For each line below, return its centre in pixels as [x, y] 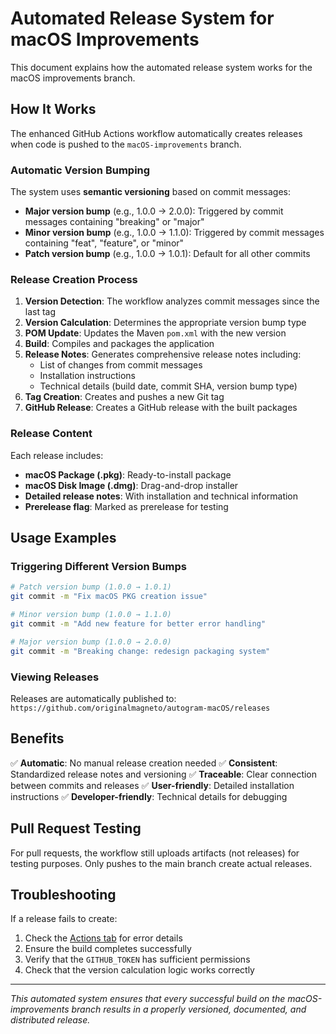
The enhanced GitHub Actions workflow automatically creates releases [156, 133]
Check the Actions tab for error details [103, 938]
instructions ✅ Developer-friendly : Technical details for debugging [149, 796]
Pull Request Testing [76, 828]
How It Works [53, 109]
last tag [40, 312]
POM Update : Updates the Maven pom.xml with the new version [155, 333]
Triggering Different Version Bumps [98, 566]
